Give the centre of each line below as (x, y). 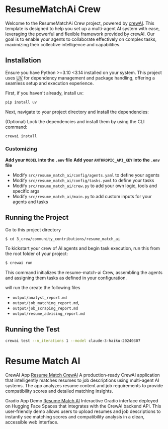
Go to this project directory (33, 229)
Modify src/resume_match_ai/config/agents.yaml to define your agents (86, 175)
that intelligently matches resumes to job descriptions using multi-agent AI (82, 380)
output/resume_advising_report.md (49, 314)
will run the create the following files (43, 288)
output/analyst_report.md (39, 298)
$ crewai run (19, 263)
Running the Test (32, 329)
